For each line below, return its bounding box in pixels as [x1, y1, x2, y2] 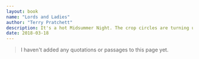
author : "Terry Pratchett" [6, 19, 73, 25]
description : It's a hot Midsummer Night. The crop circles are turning [6, 25, 190, 31]
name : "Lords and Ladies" [6, 14, 70, 20]
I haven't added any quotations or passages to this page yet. [20, 46, 169, 53]
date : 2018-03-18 [6, 30, 49, 36]
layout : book [6, 8, 38, 15]
